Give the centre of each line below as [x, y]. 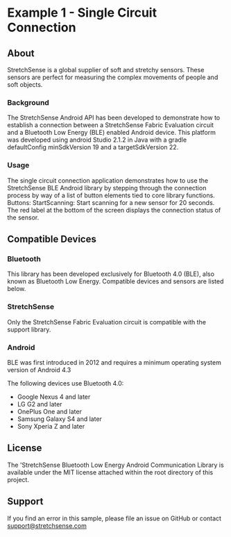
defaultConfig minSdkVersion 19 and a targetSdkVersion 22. [93, 147]
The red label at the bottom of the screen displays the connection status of [114, 210]
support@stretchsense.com [47, 525]
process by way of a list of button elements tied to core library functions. [111, 195]
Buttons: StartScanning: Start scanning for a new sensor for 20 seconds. [111, 202]
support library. [29, 329]
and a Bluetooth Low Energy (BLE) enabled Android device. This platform [112, 133]
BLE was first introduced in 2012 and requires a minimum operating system [114, 362]
